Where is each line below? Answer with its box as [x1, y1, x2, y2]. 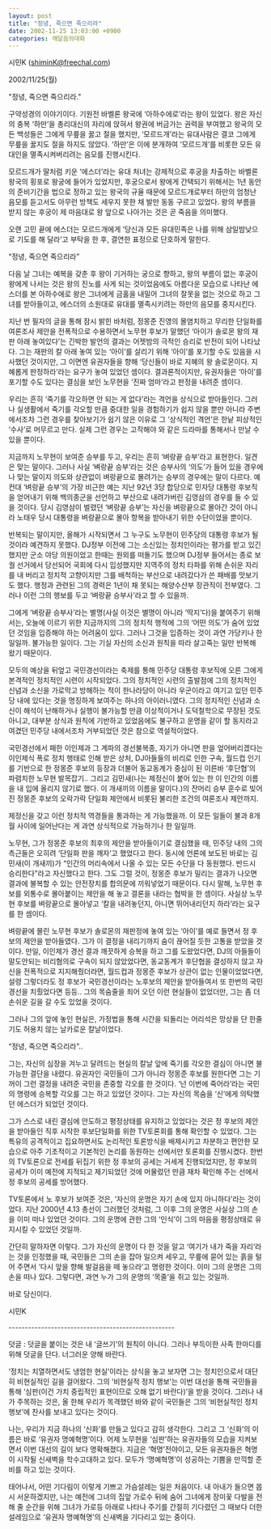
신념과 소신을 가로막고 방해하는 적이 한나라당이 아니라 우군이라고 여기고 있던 [8, 685, 248, 696]
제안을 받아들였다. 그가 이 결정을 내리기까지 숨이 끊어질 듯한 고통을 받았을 [23, 936, 255, 947]
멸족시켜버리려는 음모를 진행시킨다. [29, 150, 141, 159]
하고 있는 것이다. [23, 1465, 75, 1475]
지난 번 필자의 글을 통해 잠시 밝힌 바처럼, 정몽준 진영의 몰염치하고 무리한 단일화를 [8, 316, 263, 326]
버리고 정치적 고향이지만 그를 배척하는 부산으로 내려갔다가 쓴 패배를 [25, 570, 237, 580]
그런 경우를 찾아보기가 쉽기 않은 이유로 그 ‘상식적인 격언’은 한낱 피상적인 [36, 414, 263, 425]
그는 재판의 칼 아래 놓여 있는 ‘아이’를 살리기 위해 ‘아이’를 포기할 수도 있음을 [19, 347, 252, 357]
